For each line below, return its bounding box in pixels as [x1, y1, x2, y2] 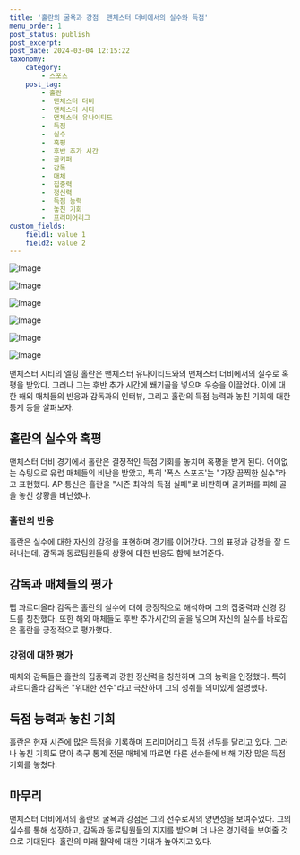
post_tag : [25, 80, 63, 89]
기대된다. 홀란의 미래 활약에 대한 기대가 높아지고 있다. [25, 836, 212, 847]
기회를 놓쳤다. [9, 759, 58, 770]
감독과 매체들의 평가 [9, 576, 113, 592]
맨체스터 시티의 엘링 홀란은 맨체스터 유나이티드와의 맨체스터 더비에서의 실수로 [9, 369, 280, 380]
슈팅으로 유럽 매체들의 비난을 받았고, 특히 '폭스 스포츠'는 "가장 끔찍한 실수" [18, 467, 279, 478]
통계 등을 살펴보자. [9, 402, 74, 413]
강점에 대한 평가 [9, 650, 73, 662]
